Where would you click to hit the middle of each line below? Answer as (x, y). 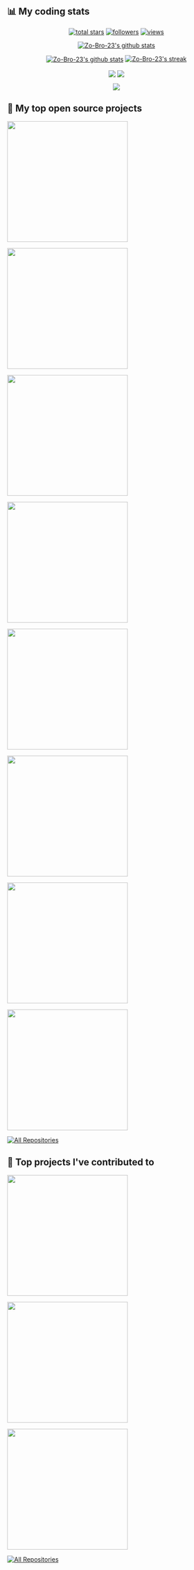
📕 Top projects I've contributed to (81, 1162)
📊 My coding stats (48, 11)
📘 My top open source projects (75, 109)
